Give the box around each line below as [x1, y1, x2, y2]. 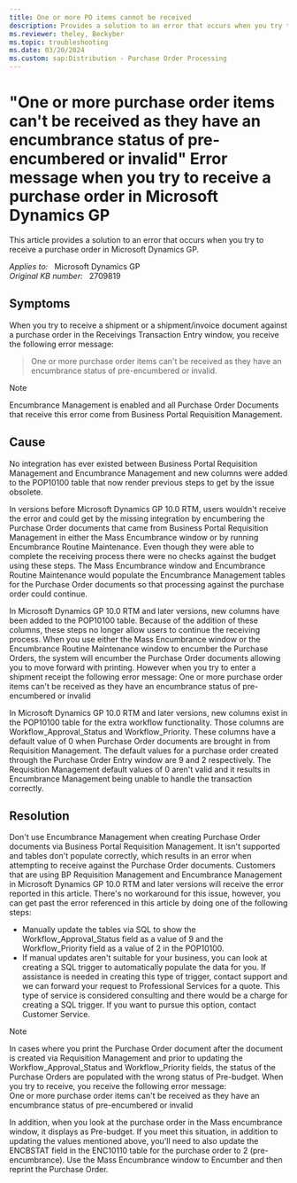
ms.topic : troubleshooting [9, 37, 109, 47]
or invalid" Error [108, 149, 228, 169]
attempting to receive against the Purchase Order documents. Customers [9, 860, 276, 871]
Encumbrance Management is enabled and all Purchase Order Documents [9, 400, 279, 410]
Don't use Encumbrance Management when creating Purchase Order [9, 832, 261, 843]
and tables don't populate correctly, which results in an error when [9, 851, 252, 861]
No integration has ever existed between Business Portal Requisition [9, 458, 258, 469]
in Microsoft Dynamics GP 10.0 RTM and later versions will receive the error [9, 879, 285, 890]
